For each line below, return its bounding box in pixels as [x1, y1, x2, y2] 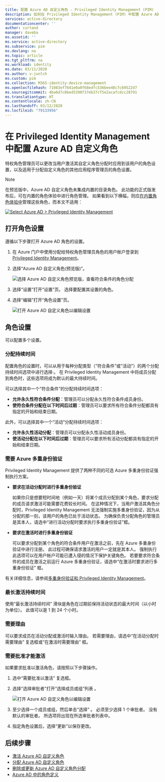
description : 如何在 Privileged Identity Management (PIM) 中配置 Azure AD [5, 12, 159, 17]
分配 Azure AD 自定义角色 [12, 759, 65, 765]
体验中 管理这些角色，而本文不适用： [9, 199, 82, 205]
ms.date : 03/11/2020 [5, 67, 48, 72]
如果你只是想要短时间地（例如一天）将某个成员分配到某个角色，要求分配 [12, 495, 159, 500]
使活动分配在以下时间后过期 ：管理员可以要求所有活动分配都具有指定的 [12, 435, 155, 441]
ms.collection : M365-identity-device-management [5, 80, 107, 85]
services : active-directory [5, 16, 63, 21]
